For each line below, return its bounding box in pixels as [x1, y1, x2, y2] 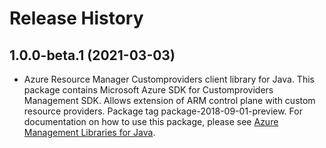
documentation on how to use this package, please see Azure [23, 116, 279, 127]
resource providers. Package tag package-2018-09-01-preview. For [23, 105, 303, 117]
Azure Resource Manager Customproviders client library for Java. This [23, 73, 315, 85]
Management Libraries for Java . [23, 127, 156, 138]
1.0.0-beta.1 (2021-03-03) [9, 47, 176, 64]
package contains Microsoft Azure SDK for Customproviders [23, 84, 274, 96]
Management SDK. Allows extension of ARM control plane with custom [23, 95, 316, 106]
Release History [9, 7, 144, 30]
